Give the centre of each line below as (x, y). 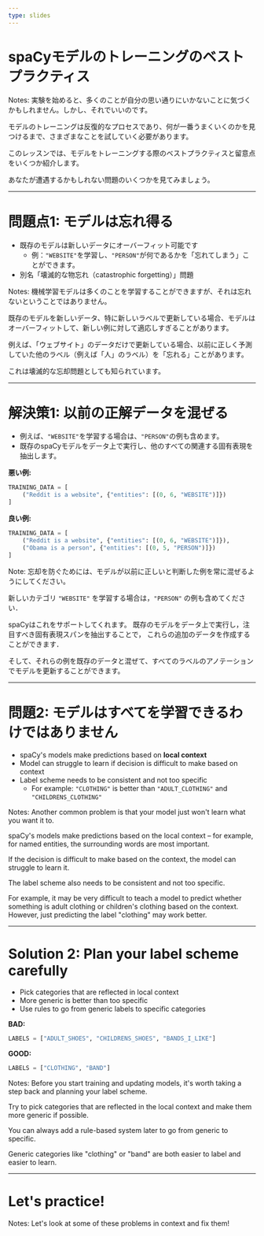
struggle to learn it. (39, 868)
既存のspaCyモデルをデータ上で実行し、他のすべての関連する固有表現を (136, 446)
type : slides (29, 15)
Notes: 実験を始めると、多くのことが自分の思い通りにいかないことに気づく (130, 100)
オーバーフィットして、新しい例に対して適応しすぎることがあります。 (121, 328)
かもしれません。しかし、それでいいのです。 (80, 109)
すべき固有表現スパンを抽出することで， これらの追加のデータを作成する (132, 634)
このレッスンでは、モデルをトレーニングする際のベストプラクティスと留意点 (132, 153)
